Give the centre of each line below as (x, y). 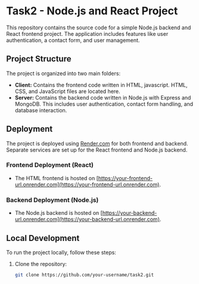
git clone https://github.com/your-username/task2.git (84, 275)
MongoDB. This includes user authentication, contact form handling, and (104, 104)
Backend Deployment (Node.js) (52, 200)
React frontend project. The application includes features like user (87, 33)
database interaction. (41, 110)
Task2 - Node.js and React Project (92, 11)
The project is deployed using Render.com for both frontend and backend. (97, 143)
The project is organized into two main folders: (63, 73)
